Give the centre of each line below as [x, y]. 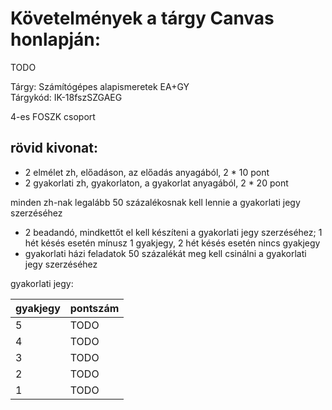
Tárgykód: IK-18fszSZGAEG [66, 97]
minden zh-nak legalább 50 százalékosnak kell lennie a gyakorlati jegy [155, 202]
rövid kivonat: [54, 148]
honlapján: [56, 39]
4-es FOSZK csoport [53, 116]
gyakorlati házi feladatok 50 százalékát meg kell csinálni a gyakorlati [165, 253]
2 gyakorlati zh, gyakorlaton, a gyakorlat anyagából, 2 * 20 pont [156, 183]
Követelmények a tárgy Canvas [142, 18]
